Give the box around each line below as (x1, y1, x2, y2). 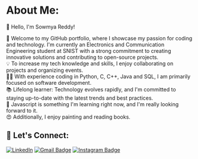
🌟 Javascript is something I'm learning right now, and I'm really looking (6, 100, 179, 107)
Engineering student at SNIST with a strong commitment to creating (6, 47, 171, 54)
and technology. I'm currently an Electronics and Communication (6, 41, 165, 48)
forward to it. (6, 107, 38, 114)
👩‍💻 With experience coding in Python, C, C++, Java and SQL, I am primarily (6, 72, 191, 80)
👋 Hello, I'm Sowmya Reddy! (6, 23, 75, 30)
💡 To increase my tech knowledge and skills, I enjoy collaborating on (6, 60, 174, 67)
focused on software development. (6, 79, 92, 86)
